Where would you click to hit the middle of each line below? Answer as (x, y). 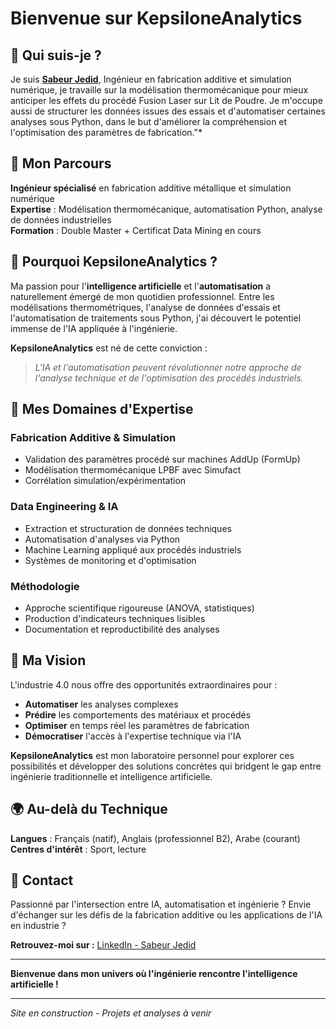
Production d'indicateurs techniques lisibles (115, 618)
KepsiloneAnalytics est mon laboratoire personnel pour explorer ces (152, 755)
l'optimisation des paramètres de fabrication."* (106, 132)
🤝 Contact (42, 880)
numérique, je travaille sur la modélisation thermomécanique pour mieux (159, 90)
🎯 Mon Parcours (61, 163)
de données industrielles (61, 219)
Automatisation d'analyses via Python (102, 539)
